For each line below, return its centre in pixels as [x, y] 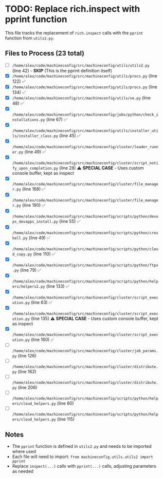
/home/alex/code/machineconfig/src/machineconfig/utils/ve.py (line [81, 98]
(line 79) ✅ [31, 270]
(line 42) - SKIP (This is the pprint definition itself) [62, 70]
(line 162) [27, 371]
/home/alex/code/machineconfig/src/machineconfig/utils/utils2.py [81, 65]
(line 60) [65, 403]
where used [24, 451]
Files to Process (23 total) [45, 53]
